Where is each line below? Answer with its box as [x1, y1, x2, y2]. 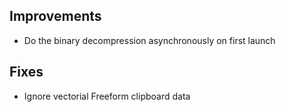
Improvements [9, 8, 102, 25]
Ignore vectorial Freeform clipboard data [23, 90, 191, 102]
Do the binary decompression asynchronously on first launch [23, 34, 276, 46]
